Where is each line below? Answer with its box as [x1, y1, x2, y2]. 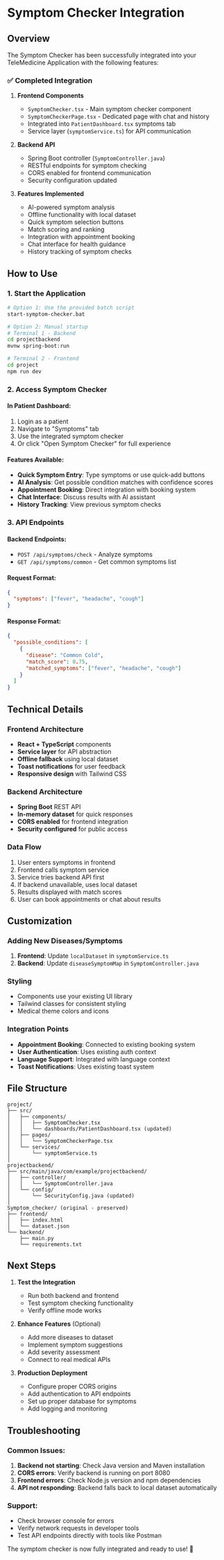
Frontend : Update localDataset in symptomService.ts [17, 952, 169, 960]
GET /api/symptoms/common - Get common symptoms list [17, 558, 177, 566]
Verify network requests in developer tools [17, 1524, 139, 1532]
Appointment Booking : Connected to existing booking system [17, 1040, 196, 1048]
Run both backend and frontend [27, 1292, 119, 1300]
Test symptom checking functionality [27, 1299, 134, 1308]
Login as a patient [17, 417, 69, 425]
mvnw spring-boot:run [7, 343, 70, 350]
